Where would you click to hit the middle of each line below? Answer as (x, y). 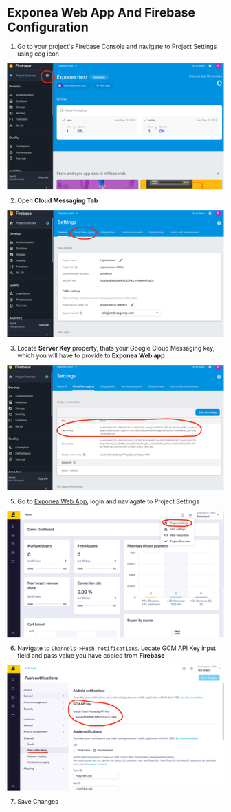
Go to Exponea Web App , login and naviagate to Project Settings (108, 501)
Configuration (48, 27)
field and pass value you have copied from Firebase (91, 655)
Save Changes (37, 801)
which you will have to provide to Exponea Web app (91, 355)
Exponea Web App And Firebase (101, 13)
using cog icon (38, 54)
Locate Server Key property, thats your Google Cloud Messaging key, (116, 348)
